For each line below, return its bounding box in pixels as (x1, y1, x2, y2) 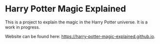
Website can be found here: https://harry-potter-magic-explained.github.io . (5, 33, 156, 39)
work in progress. (5, 24, 40, 30)
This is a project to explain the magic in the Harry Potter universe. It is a (5, 19, 148, 25)
